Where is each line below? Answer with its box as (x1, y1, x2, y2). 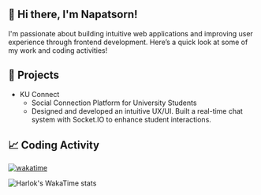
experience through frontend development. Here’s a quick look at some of (8, 37, 248, 47)
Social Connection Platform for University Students (31, 98, 197, 107)
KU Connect (19, 89, 60, 99)
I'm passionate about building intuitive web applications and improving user (8, 28, 254, 38)
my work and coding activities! (8, 45, 108, 55)
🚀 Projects (8, 69, 60, 82)
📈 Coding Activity (8, 139, 100, 152)
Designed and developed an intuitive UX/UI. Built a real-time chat (31, 106, 243, 115)
